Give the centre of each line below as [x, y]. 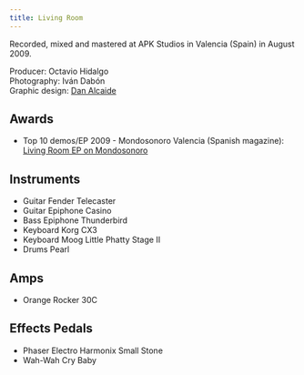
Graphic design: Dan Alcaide [63, 90]
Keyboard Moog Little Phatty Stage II [91, 240]
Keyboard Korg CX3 [60, 230]
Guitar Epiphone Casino [67, 211]
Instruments [45, 179]
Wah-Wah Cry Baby [60, 360]
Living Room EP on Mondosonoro [85, 150]
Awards [32, 119]
